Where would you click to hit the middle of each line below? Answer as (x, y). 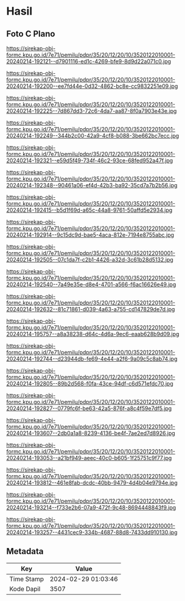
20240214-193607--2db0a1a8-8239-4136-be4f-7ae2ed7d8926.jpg (91, 433)
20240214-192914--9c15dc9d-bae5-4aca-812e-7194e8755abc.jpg (90, 235)
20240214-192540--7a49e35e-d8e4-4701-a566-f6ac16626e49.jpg (91, 284)
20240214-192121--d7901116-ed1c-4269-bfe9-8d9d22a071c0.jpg (89, 61)
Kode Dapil (25, 589)
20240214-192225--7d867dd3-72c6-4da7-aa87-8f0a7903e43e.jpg (92, 111)
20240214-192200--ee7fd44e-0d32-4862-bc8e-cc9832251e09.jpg (92, 86)
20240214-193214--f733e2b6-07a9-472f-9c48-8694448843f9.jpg (91, 507)
